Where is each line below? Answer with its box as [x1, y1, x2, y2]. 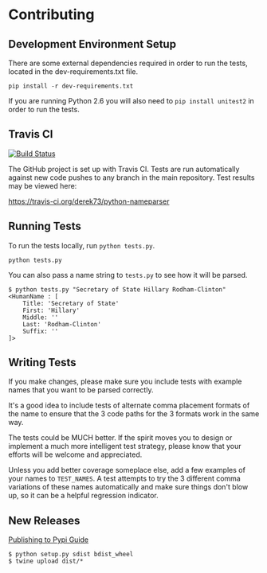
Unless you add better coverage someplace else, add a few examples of [8, 466, 245, 475]
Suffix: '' [22, 327, 59, 335]
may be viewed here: [8, 181, 77, 190]
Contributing [8, 6, 95, 24]
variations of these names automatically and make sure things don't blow [8, 482, 249, 492]
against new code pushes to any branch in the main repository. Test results [8, 173, 255, 182]
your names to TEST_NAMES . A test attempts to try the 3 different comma [8, 474, 241, 483]
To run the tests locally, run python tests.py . [8, 240, 155, 250]
